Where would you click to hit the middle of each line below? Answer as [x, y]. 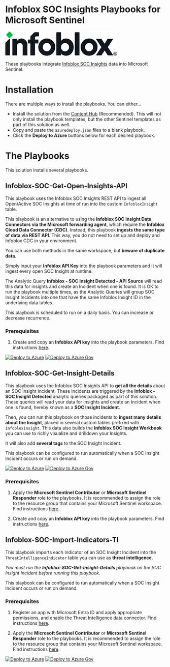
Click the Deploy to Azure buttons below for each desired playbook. [84, 135]
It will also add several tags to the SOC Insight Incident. [63, 443]
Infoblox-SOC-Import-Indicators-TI [62, 540]
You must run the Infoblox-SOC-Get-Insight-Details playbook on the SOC [83, 567]
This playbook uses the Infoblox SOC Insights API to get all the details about [85, 386]
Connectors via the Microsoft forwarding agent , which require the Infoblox [85, 224]
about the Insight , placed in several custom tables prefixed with [72, 422]
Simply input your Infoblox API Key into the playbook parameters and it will [84, 266]
